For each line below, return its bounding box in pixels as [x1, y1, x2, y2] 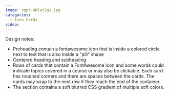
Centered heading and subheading [12, 57, 87, 63]
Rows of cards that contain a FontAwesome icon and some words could [12, 62, 164, 68]
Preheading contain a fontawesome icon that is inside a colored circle [12, 46, 160, 52]
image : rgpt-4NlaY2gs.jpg [5, 7, 60, 13]
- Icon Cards [10, 17, 38, 22]
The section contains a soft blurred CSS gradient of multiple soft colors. [12, 84, 165, 90]
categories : [5, 12, 31, 17]
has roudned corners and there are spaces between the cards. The [12, 73, 155, 80]
